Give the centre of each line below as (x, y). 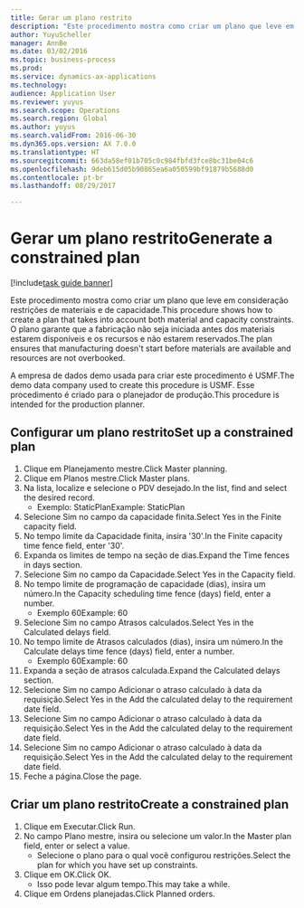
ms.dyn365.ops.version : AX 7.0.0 (73, 144)
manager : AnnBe (39, 43)
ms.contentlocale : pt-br (57, 177)
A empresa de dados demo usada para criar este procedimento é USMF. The (152, 375)
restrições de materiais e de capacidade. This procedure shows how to (142, 310)
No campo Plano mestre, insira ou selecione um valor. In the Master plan (157, 836)
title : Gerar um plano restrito (71, 18)
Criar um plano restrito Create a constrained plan (150, 804)
